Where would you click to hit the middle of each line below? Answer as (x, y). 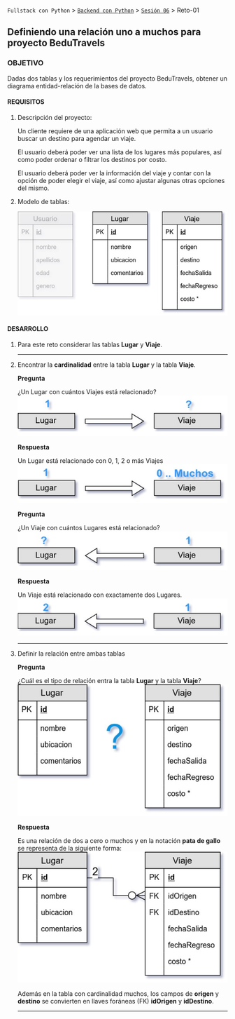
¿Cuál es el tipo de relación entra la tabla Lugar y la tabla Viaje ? (109, 681)
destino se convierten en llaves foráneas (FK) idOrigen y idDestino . (116, 1001)
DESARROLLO (28, 329)
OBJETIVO (26, 63)
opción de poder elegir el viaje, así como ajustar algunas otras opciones (121, 180)
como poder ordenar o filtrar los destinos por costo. (92, 159)
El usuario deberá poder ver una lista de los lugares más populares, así (120, 152)
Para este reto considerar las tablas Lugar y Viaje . (90, 344)
